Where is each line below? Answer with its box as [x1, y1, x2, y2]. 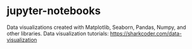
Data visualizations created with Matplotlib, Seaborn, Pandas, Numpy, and [6, 24, 186, 31]
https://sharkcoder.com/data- [110, 30, 182, 37]
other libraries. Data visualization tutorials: [6, 30, 109, 37]
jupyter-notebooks [6, 4, 101, 18]
